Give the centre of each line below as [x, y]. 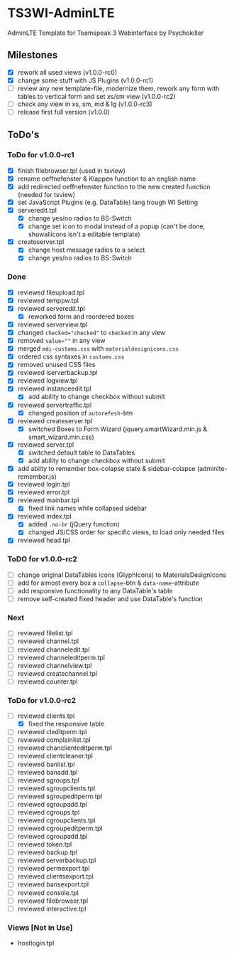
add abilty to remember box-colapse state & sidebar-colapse [106, 468]
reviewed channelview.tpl [55, 665]
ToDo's [23, 135]
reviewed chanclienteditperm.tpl [65, 748]
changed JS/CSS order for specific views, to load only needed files [126, 532]
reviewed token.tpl [45, 844]
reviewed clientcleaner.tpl [55, 756]
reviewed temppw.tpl [48, 300]
